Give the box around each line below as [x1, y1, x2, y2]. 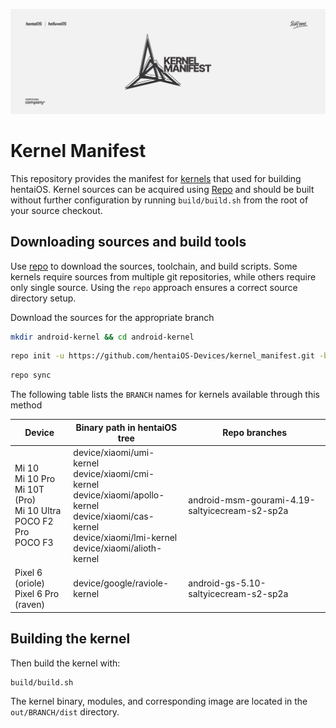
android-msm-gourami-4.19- [188, 494, 316, 506]
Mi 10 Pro [14, 473, 56, 485]
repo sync [10, 370, 52, 381]
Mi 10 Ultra [14, 505, 62, 517]
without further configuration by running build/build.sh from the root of [10, 194, 309, 206]
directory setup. [10, 292, 77, 304]
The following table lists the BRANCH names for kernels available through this [10, 389, 320, 401]
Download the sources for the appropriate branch [10, 311, 215, 323]
